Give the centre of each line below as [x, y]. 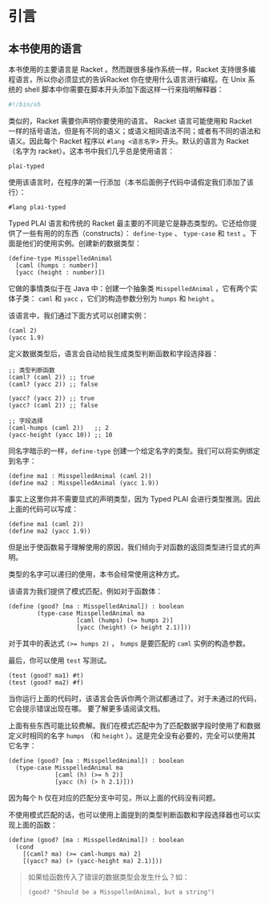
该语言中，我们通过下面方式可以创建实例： [78, 315]
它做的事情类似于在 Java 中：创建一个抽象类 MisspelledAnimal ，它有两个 [129, 288]
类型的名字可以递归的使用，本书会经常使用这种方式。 [96, 574]
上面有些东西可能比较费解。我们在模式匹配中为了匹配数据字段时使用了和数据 [134, 725]
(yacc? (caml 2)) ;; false [53, 405]
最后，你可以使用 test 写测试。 [60, 660]
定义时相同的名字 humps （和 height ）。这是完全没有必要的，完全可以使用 [128, 736]
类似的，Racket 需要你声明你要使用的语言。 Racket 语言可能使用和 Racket [130, 120]
